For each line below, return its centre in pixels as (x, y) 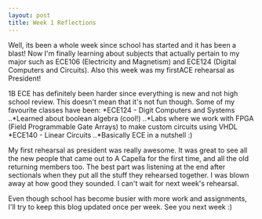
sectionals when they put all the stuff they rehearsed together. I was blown (129, 175)
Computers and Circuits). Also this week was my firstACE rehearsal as (122, 70)
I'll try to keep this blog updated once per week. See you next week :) (120, 206)
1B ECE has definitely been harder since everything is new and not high (123, 93)
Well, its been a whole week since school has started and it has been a (122, 45)
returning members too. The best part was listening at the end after (117, 167)
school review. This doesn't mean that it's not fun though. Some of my (122, 102)
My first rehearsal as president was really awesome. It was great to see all (128, 150)
